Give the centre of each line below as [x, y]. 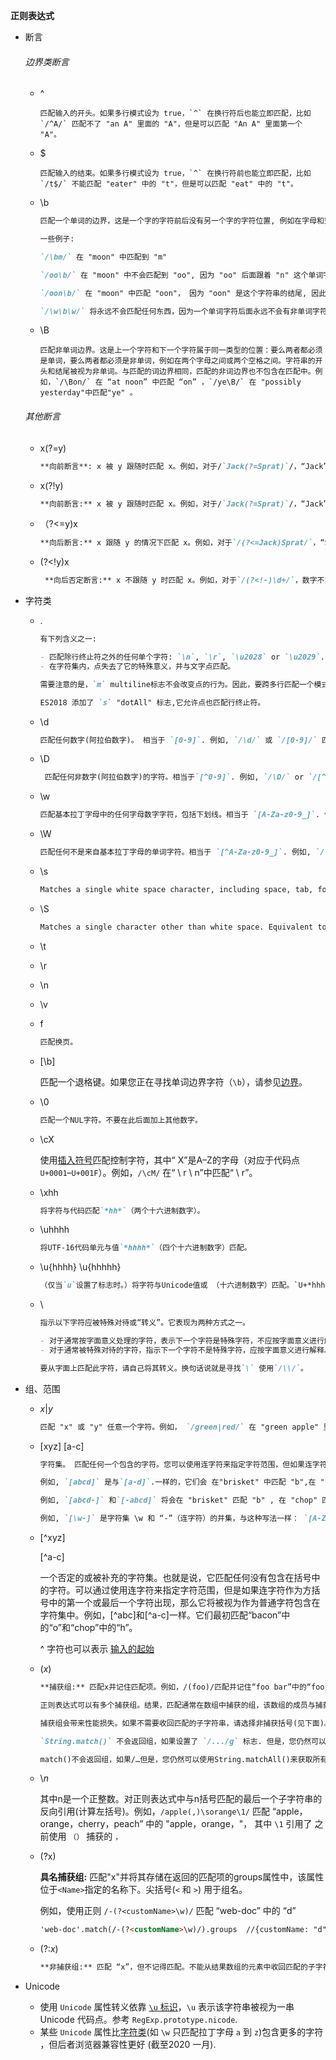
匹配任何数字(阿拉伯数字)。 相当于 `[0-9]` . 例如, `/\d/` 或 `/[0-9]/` [178, 740]
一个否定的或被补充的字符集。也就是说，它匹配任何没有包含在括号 [175, 1578]
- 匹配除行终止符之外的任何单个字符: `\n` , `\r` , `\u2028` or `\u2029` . [182, 657]
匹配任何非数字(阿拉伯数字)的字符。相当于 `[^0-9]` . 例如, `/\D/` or [174, 777]
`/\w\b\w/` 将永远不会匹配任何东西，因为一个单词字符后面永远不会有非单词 [176, 311]
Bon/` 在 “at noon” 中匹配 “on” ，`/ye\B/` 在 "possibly [185, 382]
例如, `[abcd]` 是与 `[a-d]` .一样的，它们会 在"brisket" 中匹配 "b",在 [178, 1482]
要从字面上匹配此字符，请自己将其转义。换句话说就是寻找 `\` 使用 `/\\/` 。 [173, 1368]
